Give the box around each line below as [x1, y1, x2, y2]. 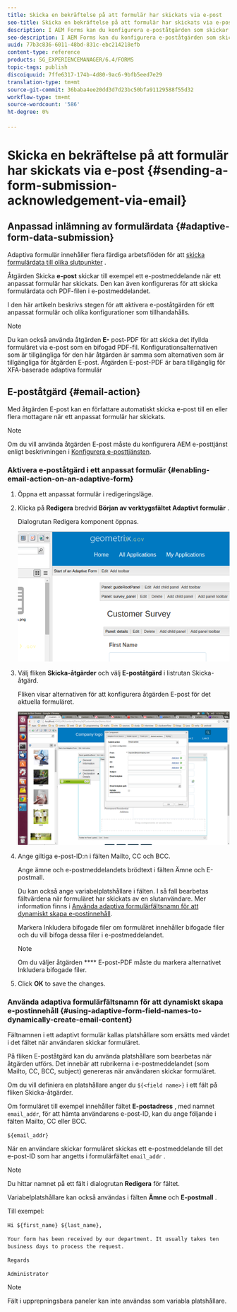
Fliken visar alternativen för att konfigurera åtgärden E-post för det [17, 690, 212, 699]
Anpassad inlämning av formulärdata [7, 220, 174, 233]
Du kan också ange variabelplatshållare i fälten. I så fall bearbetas [17, 886, 209, 895]
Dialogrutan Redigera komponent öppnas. [17, 517, 139, 525]
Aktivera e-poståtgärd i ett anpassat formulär [7, 464, 166, 474]
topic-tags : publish [7, 64, 68, 71]
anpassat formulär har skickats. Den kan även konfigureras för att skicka [7, 279, 218, 287]
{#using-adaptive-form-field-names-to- [59, 1005, 202, 1015]
